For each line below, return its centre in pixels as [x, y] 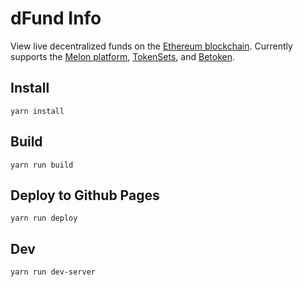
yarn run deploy [44, 218]
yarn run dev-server [53, 272]
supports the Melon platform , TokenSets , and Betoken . [122, 56]
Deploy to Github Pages [85, 195]
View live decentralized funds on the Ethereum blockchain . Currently [151, 46]
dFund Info [56, 18]
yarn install [37, 111]
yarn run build [42, 165]
